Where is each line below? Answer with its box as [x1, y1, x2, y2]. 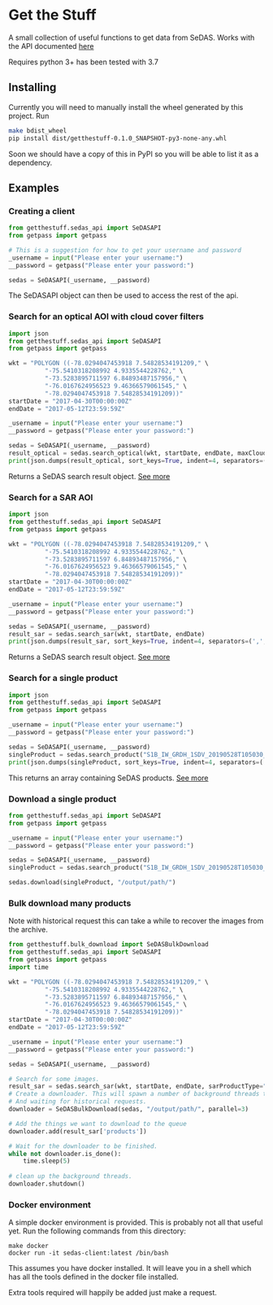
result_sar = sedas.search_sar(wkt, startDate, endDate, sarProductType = [8, 1082, 264, 1091]
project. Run [8, 111, 50, 120]
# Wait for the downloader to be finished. [8, 1141, 158, 1150]
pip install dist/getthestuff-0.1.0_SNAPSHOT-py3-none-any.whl [8, 134, 227, 142]
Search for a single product [8, 673, 119, 684]
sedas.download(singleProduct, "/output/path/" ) [8, 879, 176, 887]
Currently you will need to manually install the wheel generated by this [8, 102, 244, 111]
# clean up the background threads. [8, 1172, 132, 1181]
